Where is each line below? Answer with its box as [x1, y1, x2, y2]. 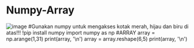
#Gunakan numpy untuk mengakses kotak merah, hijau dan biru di [28, 23, 189, 30]
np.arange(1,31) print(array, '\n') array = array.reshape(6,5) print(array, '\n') [6, 35, 188, 42]
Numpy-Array [6, 4, 75, 17]
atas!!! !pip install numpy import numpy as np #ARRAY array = [6, 29, 155, 36]
